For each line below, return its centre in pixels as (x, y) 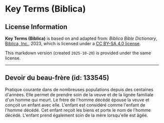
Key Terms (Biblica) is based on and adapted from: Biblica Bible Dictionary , (81, 38)
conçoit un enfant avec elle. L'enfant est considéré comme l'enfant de (75, 105)
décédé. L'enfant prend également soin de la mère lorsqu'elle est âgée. (77, 115)
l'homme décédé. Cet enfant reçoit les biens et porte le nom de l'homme (78, 110)
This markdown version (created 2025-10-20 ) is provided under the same (78, 53)
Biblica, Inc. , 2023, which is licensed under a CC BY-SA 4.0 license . (73, 44)
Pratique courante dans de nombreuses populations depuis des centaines (79, 89)
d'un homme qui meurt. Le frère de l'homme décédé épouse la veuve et (77, 100)
